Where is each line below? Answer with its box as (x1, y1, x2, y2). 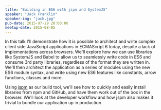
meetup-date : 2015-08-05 (5, 25, 55, 30)
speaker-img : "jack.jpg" (5, 16, 55, 21)
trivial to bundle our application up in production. (5, 100, 103, 106)
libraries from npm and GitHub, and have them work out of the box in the (5, 90, 151, 95)
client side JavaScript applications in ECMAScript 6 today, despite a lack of (5, 44, 156, 50)
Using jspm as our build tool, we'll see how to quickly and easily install (5, 84, 146, 90)
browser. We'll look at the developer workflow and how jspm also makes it (5, 94, 153, 100)
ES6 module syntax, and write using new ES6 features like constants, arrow (5, 70, 157, 75)
